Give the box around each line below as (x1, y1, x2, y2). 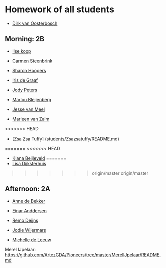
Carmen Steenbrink (12, 58, 53, 64)
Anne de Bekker (12, 198, 46, 204)
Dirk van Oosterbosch (12, 20, 58, 26)
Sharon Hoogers (12, 67, 46, 73)
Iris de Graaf (12, 77, 38, 83)
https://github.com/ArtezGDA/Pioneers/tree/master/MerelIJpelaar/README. (5, 252, 161, 258)
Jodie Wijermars (12, 227, 46, 233)
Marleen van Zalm (12, 116, 50, 122)
